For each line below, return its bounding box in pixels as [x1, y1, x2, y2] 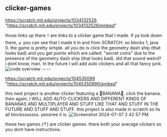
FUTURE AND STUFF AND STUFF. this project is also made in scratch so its [5, 106, 161, 112]
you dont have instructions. [5, 126, 61, 132]
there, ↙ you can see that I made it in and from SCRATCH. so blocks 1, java [5, 39, 159, 45]
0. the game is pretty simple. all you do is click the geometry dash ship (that [5, 45, 161, 51]
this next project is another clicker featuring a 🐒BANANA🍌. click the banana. [5, 90, 162, 96]
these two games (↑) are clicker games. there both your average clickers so [5, 121, 162, 127]
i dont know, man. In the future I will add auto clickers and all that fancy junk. [5, 61, 163, 67]
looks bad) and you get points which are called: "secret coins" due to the [5, 50, 156, 56]
